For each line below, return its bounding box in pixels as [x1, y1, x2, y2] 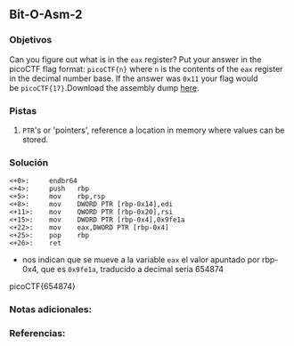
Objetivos [9, 34, 53, 46]
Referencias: [9, 327, 66, 340]
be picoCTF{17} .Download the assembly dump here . [9, 82, 200, 93]
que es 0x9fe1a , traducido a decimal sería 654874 [40, 264, 225, 275]
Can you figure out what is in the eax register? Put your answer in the [9, 53, 262, 65]
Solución [9, 156, 49, 168]
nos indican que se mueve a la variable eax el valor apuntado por [21, 254, 260, 265]
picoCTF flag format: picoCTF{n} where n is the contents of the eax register [9, 63, 283, 74]
